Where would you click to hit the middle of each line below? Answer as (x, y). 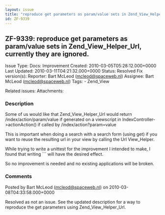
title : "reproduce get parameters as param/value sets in (66, 14)
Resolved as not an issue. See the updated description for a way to (73, 202)
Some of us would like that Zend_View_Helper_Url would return (69, 114)
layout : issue (20, 10)
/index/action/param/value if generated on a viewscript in (63, 120)
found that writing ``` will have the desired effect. (54, 154)
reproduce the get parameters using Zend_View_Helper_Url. (66, 207)
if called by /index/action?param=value (77, 125)
